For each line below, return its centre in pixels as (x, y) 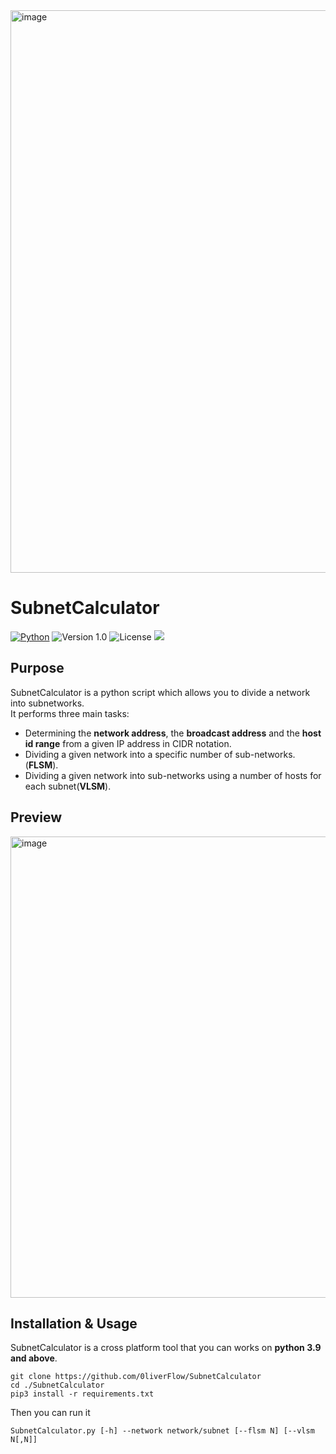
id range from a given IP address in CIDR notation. (128, 743)
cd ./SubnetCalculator (57, 1385)
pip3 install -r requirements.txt (82, 1394)
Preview (36, 817)
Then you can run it (50, 1413)
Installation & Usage (74, 1323)
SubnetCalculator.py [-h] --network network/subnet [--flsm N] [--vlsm (162, 1431)
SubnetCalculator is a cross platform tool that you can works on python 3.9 (166, 1348)
